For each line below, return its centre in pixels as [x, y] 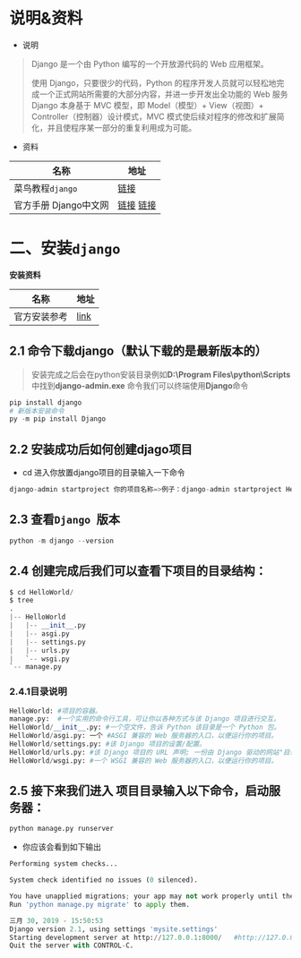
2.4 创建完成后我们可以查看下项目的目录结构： [138, 571]
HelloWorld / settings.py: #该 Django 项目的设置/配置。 [107, 744]
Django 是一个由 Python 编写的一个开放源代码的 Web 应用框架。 [150, 64]
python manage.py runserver [62, 829]
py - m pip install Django [57, 419]
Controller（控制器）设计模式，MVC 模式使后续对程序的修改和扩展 [154, 116]
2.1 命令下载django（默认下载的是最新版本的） [138, 351]
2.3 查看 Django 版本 [65, 520]
